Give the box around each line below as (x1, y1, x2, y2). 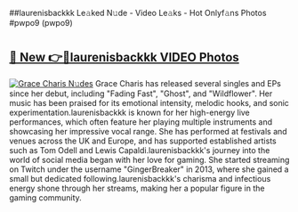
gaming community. (9, 192, 82, 203)
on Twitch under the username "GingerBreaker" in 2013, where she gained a (9, 164, 289, 175)
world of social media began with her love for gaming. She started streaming (9, 154, 290, 165)
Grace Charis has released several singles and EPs (94, 77, 282, 88)
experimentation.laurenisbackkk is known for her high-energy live (9, 107, 251, 118)
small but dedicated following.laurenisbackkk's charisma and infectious (9, 173, 271, 183)
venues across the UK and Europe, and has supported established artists (9, 135, 278, 146)
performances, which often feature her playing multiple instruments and (9, 116, 273, 127)
